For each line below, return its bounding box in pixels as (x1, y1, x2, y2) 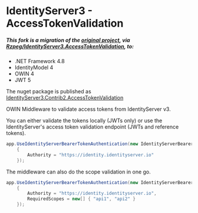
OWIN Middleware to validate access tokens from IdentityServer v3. (6, 106, 171, 113)
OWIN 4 (14, 70, 34, 77)
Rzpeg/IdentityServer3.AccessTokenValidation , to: (6, 42, 134, 50)
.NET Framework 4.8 (14, 58, 65, 65)
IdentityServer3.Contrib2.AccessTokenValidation (6, 94, 124, 101)
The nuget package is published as (6, 88, 91, 95)
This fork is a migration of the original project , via (6, 37, 131, 44)
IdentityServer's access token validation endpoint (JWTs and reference (6, 123, 179, 130)
